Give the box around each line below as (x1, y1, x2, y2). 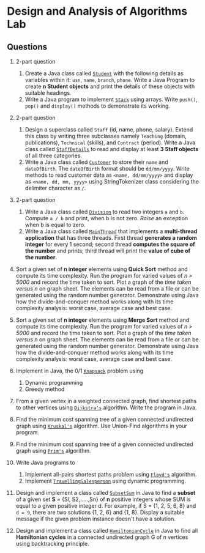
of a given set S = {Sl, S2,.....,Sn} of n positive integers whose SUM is (15, 495, 192, 503)
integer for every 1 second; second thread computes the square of (24, 240, 195, 248)
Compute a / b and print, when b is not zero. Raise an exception (24, 215, 188, 221)
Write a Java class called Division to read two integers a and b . (24, 208, 185, 215)
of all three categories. (24, 152, 82, 159)
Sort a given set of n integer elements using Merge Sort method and (15, 316, 190, 324)
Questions (7, 42, 48, 52)
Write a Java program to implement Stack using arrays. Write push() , (24, 96, 198, 103)
